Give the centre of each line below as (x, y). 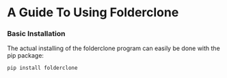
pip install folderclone (42, 68)
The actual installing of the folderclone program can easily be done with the (113, 48)
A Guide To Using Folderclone (93, 13)
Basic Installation (36, 34)
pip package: (26, 56)
